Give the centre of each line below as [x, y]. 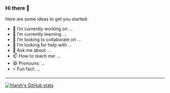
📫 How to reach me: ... [37, 56]
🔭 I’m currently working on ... [42, 29]
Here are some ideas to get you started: [47, 19]
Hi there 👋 [18, 8]
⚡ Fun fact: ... [26, 69]
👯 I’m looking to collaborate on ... [47, 39]
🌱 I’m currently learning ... [39, 34]
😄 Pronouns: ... [29, 63]
